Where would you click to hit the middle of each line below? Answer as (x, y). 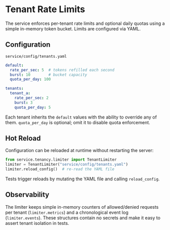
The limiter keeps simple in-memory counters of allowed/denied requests (82, 207)
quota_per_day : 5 (33, 107)
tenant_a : (20, 93)
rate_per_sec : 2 (32, 98)
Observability (27, 195)
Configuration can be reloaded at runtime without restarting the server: (79, 150)
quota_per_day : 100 (30, 80)
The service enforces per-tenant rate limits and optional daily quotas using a (85, 23)
